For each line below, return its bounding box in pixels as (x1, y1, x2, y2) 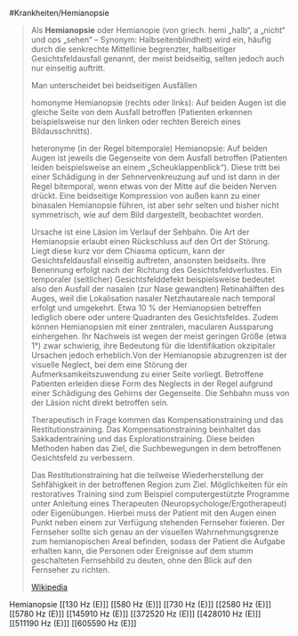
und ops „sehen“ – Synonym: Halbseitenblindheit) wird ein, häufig (30, 35, 271, 45)
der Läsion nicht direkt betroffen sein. (30, 397, 169, 408)
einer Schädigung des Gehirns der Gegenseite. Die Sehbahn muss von (30, 388, 290, 398)
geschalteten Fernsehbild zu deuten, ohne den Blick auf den (30, 555, 253, 566)
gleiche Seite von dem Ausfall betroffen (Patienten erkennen (30, 107, 253, 117)
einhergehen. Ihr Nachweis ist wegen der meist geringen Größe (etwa (30, 331, 287, 342)
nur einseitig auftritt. (30, 62, 106, 73)
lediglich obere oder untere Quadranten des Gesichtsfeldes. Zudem (30, 312, 278, 322)
